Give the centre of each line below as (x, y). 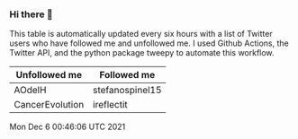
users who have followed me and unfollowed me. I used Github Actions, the (149, 43)
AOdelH (30, 91)
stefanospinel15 (127, 91)
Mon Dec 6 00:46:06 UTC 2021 (68, 127)
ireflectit (110, 105)
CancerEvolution (49, 105)
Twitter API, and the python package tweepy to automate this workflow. (142, 53)
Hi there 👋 (32, 14)
